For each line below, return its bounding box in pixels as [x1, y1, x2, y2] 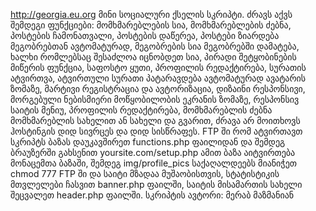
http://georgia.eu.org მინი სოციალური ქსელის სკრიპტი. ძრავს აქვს [10, 9, 293, 20]
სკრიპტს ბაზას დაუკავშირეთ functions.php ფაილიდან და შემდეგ [10, 136, 286, 148]
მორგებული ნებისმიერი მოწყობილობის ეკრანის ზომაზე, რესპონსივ [10, 94, 300, 105]
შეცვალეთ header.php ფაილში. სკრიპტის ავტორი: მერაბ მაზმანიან [10, 189, 295, 201]
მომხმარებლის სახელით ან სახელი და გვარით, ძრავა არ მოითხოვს [10, 115, 301, 126]
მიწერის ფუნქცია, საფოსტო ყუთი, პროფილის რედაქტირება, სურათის [10, 62, 307, 73]
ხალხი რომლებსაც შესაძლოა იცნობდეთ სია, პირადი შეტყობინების [10, 51, 297, 63]
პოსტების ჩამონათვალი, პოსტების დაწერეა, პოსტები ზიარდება [10, 30, 280, 41]
